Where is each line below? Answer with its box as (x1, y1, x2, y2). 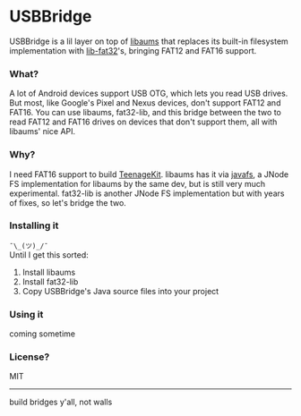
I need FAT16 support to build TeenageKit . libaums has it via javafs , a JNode (9, 168, 289, 180)
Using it (9, 308, 44, 320)
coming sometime (9, 328, 76, 339)
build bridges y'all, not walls (9, 396, 113, 408)
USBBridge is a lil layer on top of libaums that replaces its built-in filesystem (9, 36, 288, 47)
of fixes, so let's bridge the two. (9, 197, 127, 208)
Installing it (9, 219, 59, 232)
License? (9, 351, 50, 363)
